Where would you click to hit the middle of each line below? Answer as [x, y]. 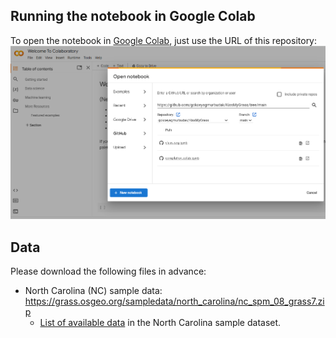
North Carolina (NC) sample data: [93, 290]
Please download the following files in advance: [108, 271]
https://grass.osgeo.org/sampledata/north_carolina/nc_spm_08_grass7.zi [174, 301]
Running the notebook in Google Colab [133, 16]
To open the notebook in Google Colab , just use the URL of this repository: [164, 40]
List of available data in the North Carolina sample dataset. [160, 322]
